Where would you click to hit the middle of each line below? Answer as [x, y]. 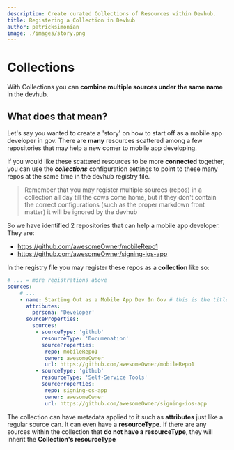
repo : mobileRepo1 [71, 352]
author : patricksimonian [43, 27]
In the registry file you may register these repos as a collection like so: [108, 267]
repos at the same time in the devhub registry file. [79, 176]
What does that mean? [57, 116]
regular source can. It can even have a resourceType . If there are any [107, 424]
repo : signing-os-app [76, 390]
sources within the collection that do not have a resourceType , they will [110, 432]
